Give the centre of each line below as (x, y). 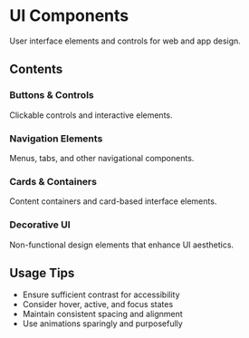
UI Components (69, 16)
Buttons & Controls (52, 95)
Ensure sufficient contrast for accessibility (101, 295)
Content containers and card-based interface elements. (113, 201)
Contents (36, 69)
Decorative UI (40, 225)
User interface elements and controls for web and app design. (125, 41)
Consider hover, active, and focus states (98, 304)
